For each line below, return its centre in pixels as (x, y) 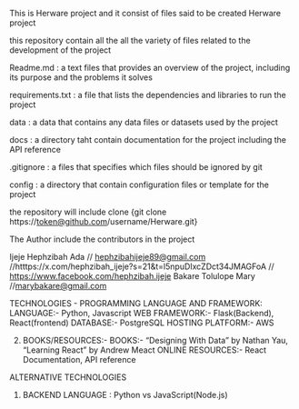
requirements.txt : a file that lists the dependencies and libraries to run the (148, 95)
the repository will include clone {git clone (88, 212)
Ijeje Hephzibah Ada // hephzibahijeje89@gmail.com (108, 257)
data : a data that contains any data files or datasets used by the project (144, 122)
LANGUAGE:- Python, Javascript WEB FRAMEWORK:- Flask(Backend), (142, 313)
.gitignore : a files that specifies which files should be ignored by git (136, 167)
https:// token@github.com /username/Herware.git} (104, 221)
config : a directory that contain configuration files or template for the (140, 185)
